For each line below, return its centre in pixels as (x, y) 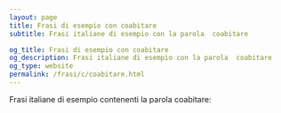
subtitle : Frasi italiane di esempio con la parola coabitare (129, 34)
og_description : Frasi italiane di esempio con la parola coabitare (141, 58)
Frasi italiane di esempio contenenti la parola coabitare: (110, 99)
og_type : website (41, 66)
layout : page (33, 17)
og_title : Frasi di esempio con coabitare (89, 49)
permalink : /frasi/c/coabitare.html (77, 75)
